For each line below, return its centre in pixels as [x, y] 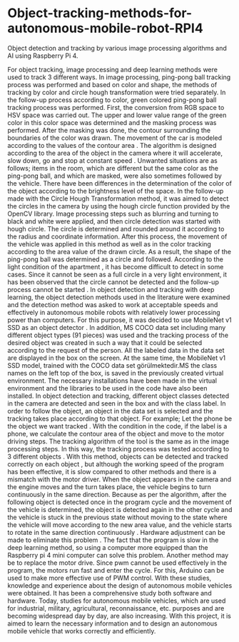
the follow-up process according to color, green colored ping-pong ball [112, 100]
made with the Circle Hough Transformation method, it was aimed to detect [118, 199]
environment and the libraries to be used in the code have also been [107, 388]
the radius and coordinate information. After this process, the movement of [117, 236]
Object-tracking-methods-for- [100, 13]
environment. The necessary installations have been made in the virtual [112, 381]
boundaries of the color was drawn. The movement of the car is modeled [115, 138]
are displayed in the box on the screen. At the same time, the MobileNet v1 [117, 358]
